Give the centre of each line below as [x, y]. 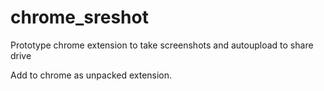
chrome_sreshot [79, 17]
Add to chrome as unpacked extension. [91, 75]
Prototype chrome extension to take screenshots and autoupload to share [162, 45]
